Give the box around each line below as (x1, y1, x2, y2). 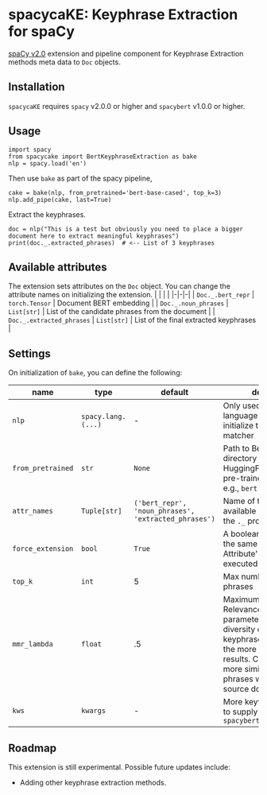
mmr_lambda (12, 640, 53, 649)
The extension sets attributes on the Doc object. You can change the (8, 281, 230, 291)
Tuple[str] (80, 506, 122, 516)
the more (222, 644, 257, 655)
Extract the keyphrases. (8, 209, 86, 219)
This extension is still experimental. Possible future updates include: (8, 762, 230, 772)
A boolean (222, 529, 261, 540)
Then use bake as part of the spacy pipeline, (8, 173, 153, 183)
